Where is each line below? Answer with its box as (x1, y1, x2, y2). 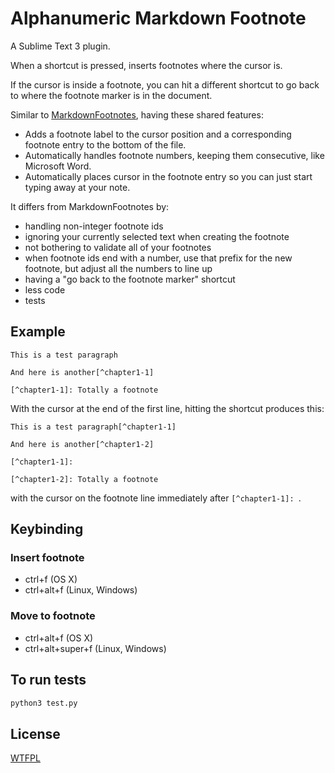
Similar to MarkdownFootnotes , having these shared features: (10, 108, 264, 121)
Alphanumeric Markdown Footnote (10, 7, 307, 30)
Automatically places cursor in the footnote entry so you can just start (24, 170, 313, 182)
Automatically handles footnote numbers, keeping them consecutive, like (24, 149, 325, 161)
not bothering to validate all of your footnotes (24, 241, 212, 253)
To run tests (10, 672, 87, 689)
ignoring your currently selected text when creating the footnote (24, 230, 290, 242)
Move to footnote (10, 609, 96, 623)
